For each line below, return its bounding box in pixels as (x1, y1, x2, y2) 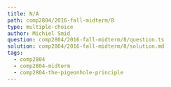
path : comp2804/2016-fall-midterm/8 (7, 17, 114, 24)
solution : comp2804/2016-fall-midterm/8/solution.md (7, 43, 165, 50)
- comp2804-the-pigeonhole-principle (13, 69, 124, 76)
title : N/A (7, 10, 39, 18)
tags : (7, 50, 23, 57)
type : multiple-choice (7, 23, 74, 30)
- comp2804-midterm (13, 62, 71, 69)
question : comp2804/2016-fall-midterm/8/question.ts (7, 36, 165, 43)
